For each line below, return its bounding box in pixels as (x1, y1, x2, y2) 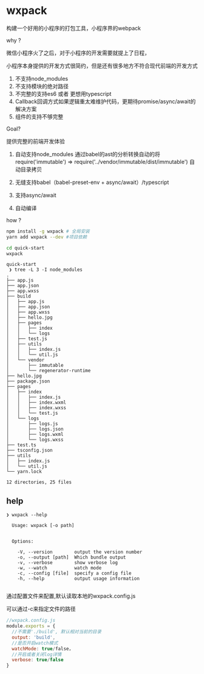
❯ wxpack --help (6, 512, 47, 518)
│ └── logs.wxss (6, 437, 64, 443)
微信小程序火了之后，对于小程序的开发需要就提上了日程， (6, 49, 150, 56)
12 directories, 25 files (6, 479, 72, 486)
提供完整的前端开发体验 (6, 137, 65, 145)
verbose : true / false (12, 657, 64, 663)
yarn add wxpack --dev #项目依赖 (6, 234, 87, 240)
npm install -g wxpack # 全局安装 (6, 228, 90, 234)
